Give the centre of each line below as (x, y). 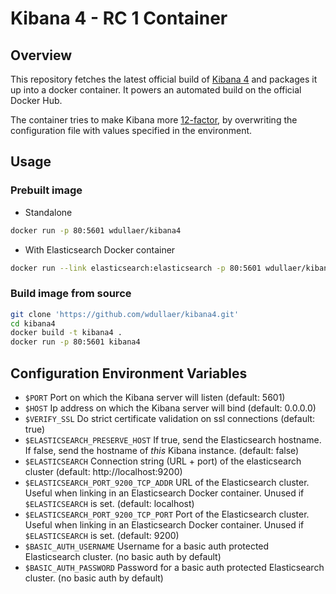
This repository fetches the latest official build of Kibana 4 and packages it (164, 79)
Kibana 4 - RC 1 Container (119, 18)
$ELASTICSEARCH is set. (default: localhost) (109, 504)
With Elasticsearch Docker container (100, 249)
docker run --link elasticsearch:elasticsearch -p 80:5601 (136, 268)
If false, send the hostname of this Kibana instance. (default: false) (162, 451)
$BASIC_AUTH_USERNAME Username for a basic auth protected (147, 546)
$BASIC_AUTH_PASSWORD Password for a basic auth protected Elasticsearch (174, 568)
